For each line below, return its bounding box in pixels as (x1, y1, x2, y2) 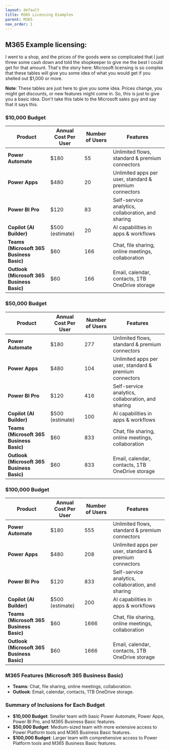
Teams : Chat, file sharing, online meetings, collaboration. (12, 684, 132, 690)
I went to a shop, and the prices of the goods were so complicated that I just (5, 54, 164, 60)
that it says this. (5, 101, 38, 108)
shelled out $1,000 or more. (5, 76, 63, 82)
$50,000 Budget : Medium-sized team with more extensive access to (12, 724, 157, 730)
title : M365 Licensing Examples (5, 12, 73, 17)
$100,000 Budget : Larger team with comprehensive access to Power (12, 734, 158, 741)
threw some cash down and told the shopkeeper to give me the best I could (5, 59, 163, 65)
